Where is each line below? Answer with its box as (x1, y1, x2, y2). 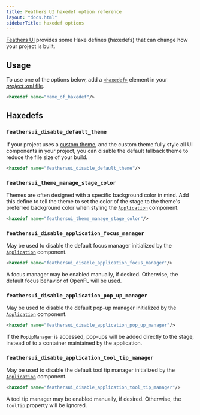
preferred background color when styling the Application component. (6, 204, 179, 211)
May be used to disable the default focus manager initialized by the (6, 242, 172, 249)
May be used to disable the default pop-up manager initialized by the (6, 304, 177, 312)
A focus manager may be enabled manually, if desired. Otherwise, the (6, 270, 178, 278)
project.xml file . (6, 82, 45, 90)
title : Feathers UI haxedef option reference (6, 8, 122, 15)
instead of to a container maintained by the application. (6, 339, 143, 347)
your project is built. (6, 43, 56, 50)
